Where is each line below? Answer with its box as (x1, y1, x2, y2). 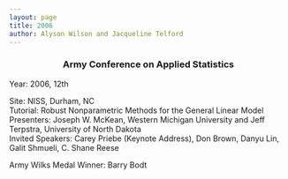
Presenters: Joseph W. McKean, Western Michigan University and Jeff (9, 114, 265, 124)
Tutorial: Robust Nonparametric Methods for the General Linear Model (9, 105, 264, 116)
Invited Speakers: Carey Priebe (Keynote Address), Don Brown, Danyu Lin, (9, 133, 280, 144)
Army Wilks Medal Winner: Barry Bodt (9, 160, 148, 170)
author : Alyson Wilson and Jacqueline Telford (9, 29, 184, 38)
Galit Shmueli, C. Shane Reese (9, 142, 119, 153)
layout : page (9, 12, 57, 22)
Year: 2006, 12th (9, 78, 69, 89)
